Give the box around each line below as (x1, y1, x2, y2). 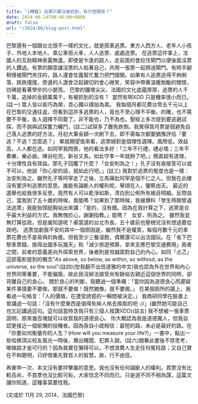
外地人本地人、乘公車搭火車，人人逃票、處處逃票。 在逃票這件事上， (16, 50, 183, 57)
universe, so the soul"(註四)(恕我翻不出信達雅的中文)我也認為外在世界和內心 (6, 263, 190, 270)
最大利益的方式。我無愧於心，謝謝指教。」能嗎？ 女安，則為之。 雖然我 (11, 212, 185, 219)
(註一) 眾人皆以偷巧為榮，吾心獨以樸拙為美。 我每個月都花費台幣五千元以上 (6, 101, 189, 108)
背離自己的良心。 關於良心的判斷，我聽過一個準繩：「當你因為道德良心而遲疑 (6, 278, 191, 285)
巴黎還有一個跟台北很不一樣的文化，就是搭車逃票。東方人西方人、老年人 (6, 42, 181, 49)
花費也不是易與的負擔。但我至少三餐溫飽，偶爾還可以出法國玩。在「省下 (11, 234, 187, 241)
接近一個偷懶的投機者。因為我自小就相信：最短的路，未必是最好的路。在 (16, 322, 192, 329)
